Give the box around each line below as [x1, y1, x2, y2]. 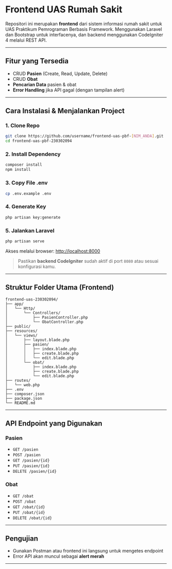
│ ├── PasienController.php [5, 315, 88, 320]
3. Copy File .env [5, 179, 48, 186]
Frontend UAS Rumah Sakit [5, 4, 123, 15]
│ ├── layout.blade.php [5, 337, 70, 343]
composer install [5, 162, 42, 168]
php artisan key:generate [5, 215, 60, 220]
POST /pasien [12, 453, 41, 458]
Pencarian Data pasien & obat [12, 81, 77, 87]
